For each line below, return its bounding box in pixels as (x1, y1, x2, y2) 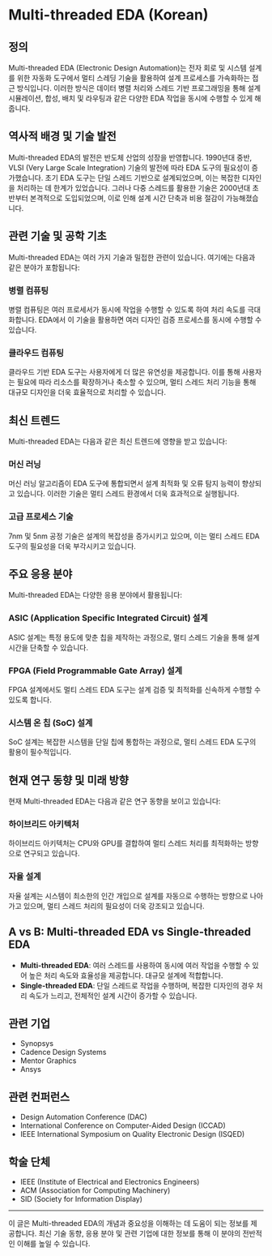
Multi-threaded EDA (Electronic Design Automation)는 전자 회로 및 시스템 (8, 63, 247, 72)
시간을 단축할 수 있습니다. (8, 642, 89, 652)
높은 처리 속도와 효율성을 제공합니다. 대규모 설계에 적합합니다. (28, 971, 224, 980)
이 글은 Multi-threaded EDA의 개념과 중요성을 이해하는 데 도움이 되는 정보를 (8, 1218, 249, 1228)
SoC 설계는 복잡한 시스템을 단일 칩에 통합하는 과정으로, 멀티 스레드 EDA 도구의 (8, 737, 257, 747)
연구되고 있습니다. (23, 849, 80, 859)
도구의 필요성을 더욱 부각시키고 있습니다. (8, 541, 136, 551)
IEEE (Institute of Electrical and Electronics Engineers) (19, 1177, 200, 1186)
